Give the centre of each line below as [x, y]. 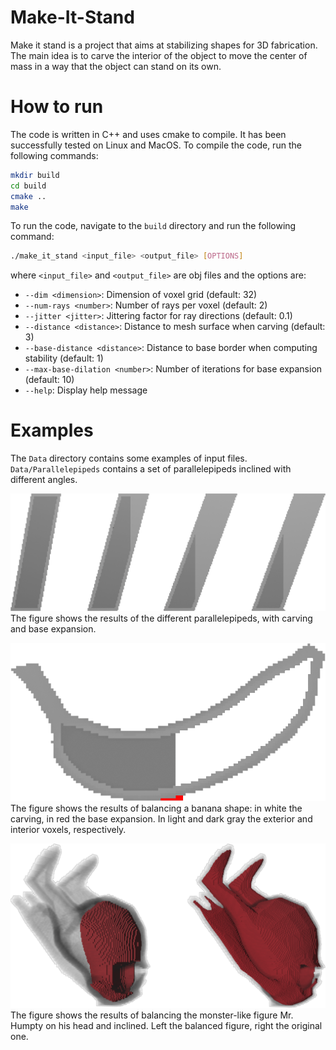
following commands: [54, 155]
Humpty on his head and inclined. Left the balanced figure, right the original [166, 1025]
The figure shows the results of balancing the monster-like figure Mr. [152, 1015]
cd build [28, 186]
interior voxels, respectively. [68, 830]
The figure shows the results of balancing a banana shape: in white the [156, 808]
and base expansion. [53, 629]
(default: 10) [49, 380]
